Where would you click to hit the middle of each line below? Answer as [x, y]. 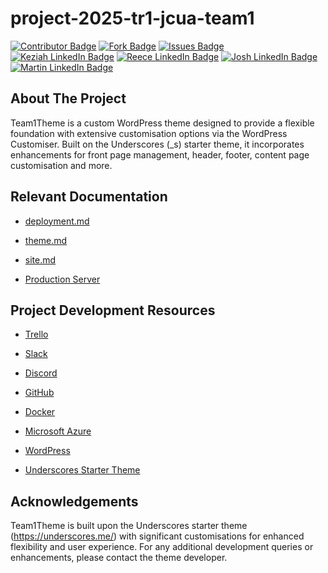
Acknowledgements [74, 501]
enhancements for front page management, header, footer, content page [160, 154]
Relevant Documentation [89, 197]
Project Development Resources [113, 310]
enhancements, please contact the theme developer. [119, 558]
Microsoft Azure [58, 431]
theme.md [46, 240]
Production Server [62, 279]
